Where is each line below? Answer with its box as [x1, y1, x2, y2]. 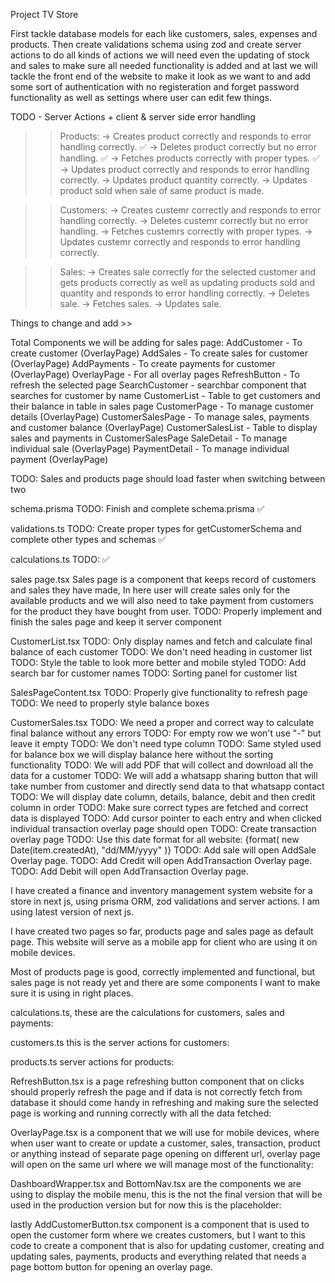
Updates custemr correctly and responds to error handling [59, 236, 301, 248]
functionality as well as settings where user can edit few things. [10, 92, 272, 103]
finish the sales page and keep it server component [10, 616, 222, 628]
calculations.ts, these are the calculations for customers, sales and [10, 1007, 285, 1018]
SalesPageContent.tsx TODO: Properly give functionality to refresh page [10, 687, 308, 698]
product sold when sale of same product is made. [59, 185, 265, 196]
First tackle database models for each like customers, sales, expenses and [10, 28, 318, 39]
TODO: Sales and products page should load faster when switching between [10, 473, 326, 484]
